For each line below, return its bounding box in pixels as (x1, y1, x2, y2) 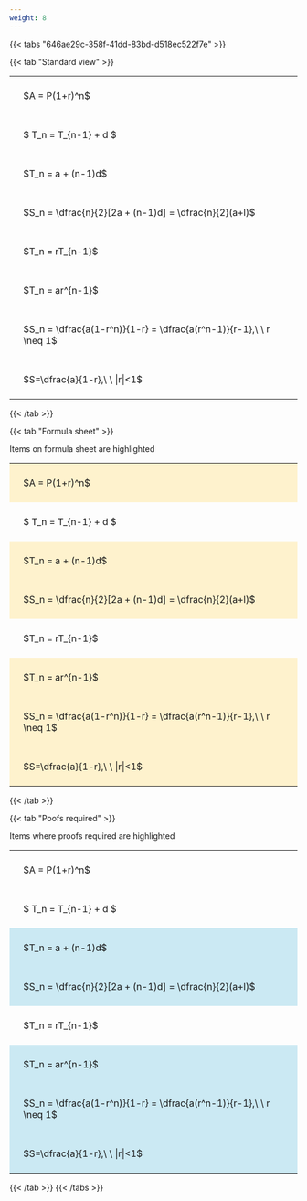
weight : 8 (9, 13, 48, 23)
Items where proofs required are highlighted (9, 830, 175, 842)
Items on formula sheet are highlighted (9, 443, 155, 454)
